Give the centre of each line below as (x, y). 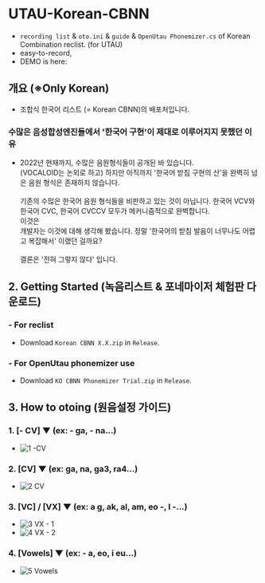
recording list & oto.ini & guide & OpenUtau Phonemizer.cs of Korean (135, 36)
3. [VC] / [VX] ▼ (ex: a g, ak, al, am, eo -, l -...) (98, 506)
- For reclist (31, 325)
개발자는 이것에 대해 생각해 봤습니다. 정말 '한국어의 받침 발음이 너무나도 (130, 231)
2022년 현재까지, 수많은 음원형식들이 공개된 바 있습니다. (107, 163)
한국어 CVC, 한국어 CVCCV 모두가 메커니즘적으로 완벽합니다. (115, 211)
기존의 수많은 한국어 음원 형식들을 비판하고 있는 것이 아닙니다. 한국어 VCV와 (137, 201)
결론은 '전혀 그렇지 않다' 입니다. (68, 259)
